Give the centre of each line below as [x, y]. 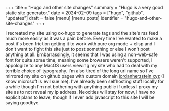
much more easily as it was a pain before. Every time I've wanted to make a [84, 38]
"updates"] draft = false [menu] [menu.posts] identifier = [65, 18]
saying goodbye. [23, 103]
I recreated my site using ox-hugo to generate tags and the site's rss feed [82, 33]
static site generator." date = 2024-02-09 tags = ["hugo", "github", [75, 13]
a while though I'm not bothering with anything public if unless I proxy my [82, 87]
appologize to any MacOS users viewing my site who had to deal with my [81, 65]
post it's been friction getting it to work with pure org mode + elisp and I [80, 44]
